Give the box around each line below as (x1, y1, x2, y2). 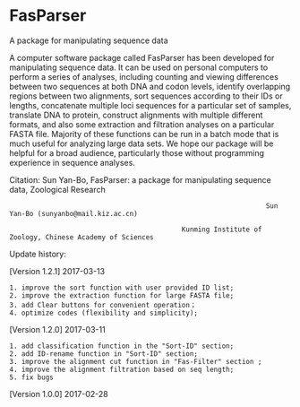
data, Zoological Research (9, 184, 106, 195)
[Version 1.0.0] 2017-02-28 (9, 388, 109, 399)
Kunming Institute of (181, 225, 262, 234)
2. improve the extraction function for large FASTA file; (9, 290, 235, 300)
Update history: (9, 248, 67, 259)
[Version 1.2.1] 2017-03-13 (9, 265, 106, 276)
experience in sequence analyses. (9, 157, 136, 168)
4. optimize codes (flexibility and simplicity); (9, 308, 199, 317)
